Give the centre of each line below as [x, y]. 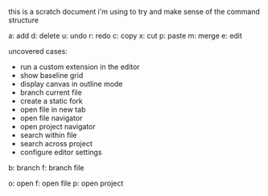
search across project [56, 143]
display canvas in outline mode [71, 84]
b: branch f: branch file [46, 167]
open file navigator [51, 118]
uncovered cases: [38, 51]
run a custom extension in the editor [80, 67]
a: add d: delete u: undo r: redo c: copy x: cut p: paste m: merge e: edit [126, 36]
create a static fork [51, 101]
